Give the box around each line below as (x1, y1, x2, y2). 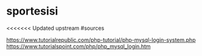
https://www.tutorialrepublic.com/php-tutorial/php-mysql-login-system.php (6, 36, 196, 43)
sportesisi (6, 4, 58, 18)
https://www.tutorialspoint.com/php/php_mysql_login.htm (6, 43, 151, 50)
